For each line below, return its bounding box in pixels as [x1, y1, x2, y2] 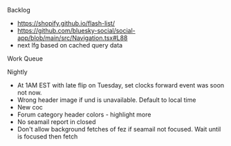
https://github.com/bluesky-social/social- [17, 27, 136, 34]
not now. [17, 89, 42, 96]
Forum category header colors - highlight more [17, 110, 151, 118]
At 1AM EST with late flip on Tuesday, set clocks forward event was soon [17, 81, 225, 89]
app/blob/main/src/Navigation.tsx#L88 [17, 34, 128, 42]
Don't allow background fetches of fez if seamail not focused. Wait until [17, 125, 221, 133]
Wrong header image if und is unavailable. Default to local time [17, 96, 196, 104]
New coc [17, 103, 44, 111]
